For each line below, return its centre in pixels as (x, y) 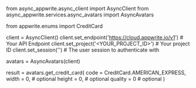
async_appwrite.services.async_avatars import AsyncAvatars (80, 15)
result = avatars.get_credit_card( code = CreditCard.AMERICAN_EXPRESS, (96, 72)
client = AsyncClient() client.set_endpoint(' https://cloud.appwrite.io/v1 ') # (95, 37)
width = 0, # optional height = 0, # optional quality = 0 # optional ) (86, 79)
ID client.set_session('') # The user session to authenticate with (83, 50)
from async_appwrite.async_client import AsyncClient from (77, 9)
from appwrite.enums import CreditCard (55, 26)
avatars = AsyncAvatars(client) (43, 61)
